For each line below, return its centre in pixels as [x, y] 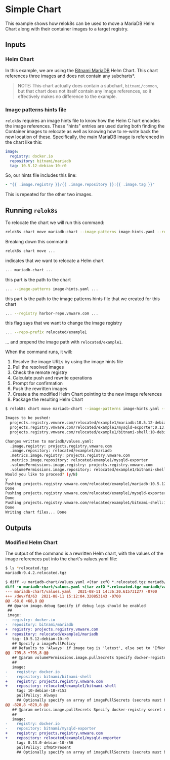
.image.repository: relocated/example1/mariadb [61, 451]
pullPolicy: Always [37, 695]
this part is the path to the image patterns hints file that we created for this [83, 299]
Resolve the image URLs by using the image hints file [68, 362]
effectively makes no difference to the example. [67, 96]
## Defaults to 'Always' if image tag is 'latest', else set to [81, 648]
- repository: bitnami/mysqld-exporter [51, 729]
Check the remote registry [40, 372]
